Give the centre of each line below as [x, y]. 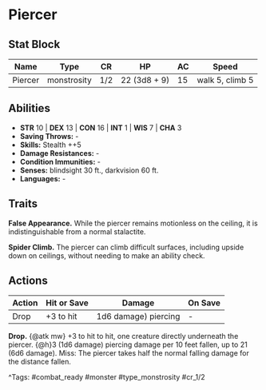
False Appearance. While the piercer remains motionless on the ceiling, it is [133, 223]
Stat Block [34, 44]
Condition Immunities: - [60, 161]
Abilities [29, 108]
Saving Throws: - [49, 136]
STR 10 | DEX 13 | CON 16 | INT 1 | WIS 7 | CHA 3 [101, 127]
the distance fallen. [40, 362]
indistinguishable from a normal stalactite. [77, 231]
